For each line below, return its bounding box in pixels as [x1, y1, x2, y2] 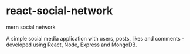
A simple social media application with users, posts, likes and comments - [6, 35, 185, 42]
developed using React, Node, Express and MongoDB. [6, 41, 138, 48]
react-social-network [6, 4, 113, 18]
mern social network [6, 23, 56, 31]
